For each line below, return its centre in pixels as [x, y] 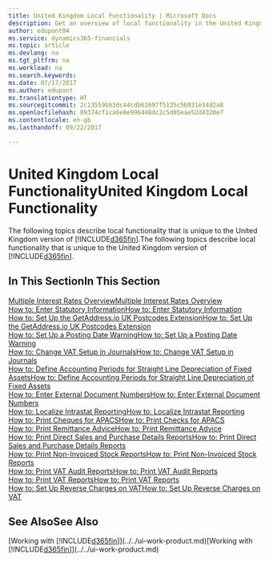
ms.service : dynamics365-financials [69, 38]
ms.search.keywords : [43, 75]
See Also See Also [53, 522]
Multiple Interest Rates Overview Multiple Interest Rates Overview [115, 301]
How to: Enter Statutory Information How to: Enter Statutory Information [125, 309]
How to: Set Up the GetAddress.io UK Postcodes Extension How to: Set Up [130, 317]
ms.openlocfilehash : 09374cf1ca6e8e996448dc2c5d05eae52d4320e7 [116, 113]
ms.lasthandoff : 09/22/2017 [55, 127]
